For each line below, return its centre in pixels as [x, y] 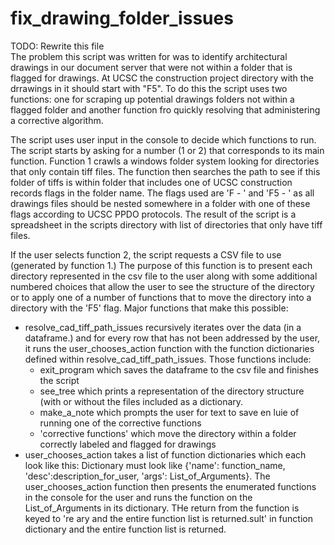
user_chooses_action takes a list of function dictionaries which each [165, 454]
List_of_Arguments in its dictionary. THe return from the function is [162, 508]
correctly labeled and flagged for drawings [128, 444]
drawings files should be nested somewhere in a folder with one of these [160, 203]
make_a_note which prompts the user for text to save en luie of [169, 412]
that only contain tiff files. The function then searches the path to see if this [165, 171]
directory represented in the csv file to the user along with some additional [164, 276]
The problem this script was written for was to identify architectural [149, 56]
